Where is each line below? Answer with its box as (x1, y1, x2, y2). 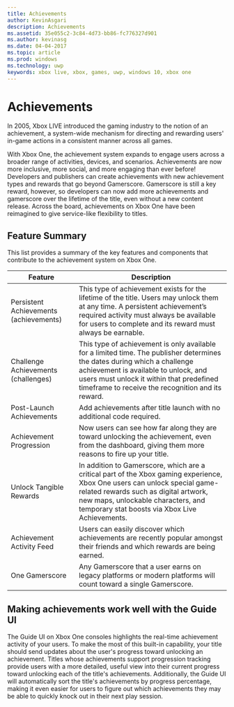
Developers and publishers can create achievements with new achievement (7, 173, 224, 181)
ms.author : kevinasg (7, 36, 68, 43)
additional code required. (79, 411, 161, 421)
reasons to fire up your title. (79, 449, 169, 459)
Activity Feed (10, 542, 54, 552)
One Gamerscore (10, 571, 67, 581)
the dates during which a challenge (79, 357, 194, 367)
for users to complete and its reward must (79, 319, 216, 329)
